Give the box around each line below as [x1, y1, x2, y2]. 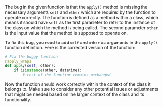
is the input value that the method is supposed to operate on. [5, 30, 128, 36]
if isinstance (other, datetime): [14, 68, 82, 73]
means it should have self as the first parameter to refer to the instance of [5, 20, 155, 25]
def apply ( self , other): [5, 63, 56, 68]
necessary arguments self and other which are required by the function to [5, 9, 156, 15]
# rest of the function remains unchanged [23, 72, 111, 77]
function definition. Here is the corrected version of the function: [5, 45, 136, 50]
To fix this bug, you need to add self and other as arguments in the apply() [5, 40, 158, 45]
